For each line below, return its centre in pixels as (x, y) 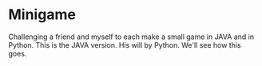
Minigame (42, 15)
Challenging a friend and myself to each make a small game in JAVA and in (131, 37)
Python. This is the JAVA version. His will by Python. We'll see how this (125, 45)
